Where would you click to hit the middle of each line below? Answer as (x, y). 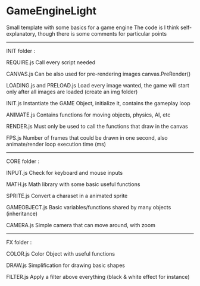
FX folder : (19, 242)
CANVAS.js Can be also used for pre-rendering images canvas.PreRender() (99, 74)
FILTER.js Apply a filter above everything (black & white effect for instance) (98, 276)
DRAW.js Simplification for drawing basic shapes (65, 265)
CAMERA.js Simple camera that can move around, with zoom (81, 225)
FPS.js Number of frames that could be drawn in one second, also (87, 137)
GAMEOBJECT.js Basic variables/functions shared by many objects (89, 207)
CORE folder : (23, 161)
